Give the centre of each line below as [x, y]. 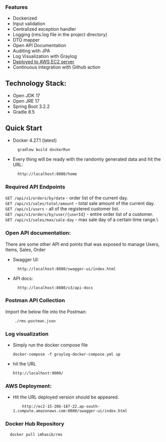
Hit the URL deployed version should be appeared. [66, 397]
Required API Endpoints [35, 187]
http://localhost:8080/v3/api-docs [55, 288]
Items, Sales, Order [26, 250]
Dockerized [25, 18]
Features [17, 7]
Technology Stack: [36, 83]
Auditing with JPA [31, 51]
